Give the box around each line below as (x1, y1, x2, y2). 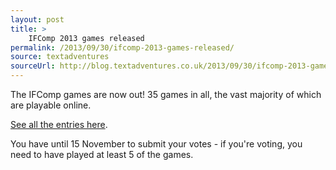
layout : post (10, 14, 65, 25)
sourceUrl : (10, 61, 56, 71)
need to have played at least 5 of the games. (10, 149, 194, 160)
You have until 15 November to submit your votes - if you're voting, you (10, 138, 303, 150)
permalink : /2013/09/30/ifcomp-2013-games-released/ (10, 42, 235, 53)
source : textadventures (10, 52, 110, 62)
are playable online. (10, 99, 92, 111)
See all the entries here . (10, 119, 108, 130)
